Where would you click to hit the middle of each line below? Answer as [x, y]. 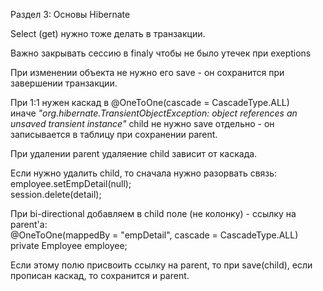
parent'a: [29, 224]
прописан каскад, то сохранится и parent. [100, 275]
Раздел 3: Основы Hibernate [70, 14]
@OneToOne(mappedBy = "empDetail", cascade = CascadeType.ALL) [154, 235]
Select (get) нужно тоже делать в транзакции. [108, 33]
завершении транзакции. [64, 83]
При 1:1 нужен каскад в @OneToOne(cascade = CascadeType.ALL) [150, 102]
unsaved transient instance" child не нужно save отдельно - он [142, 123]
